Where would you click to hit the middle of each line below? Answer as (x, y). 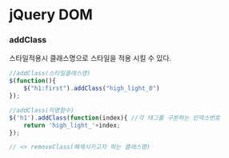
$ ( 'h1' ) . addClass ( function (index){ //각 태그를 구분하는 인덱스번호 (115, 118)
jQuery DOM (51, 15)
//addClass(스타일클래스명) (50, 74)
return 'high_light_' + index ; (72, 125)
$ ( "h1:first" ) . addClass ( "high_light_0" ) (92, 89)
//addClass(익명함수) (42, 110)
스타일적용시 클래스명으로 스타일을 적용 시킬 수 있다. (90, 59)
